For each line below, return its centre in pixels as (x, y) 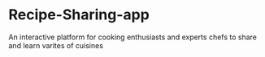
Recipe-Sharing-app (79, 15)
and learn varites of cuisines (56, 45)
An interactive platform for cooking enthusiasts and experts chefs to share (133, 37)
